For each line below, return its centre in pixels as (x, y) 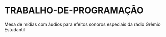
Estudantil (15, 29)
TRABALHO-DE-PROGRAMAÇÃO (74, 11)
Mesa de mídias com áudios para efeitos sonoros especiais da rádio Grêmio (83, 24)
